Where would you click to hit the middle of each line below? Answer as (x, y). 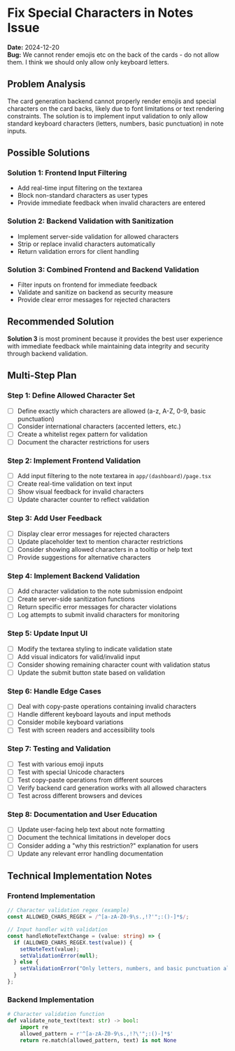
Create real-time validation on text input (74, 484)
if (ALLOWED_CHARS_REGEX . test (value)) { (73, 942)
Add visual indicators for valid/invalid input (79, 656)
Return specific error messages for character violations (97, 607)
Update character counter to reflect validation (83, 500)
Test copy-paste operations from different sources (90, 780)
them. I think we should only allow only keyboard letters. (88, 62)
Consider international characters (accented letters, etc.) (99, 426)
